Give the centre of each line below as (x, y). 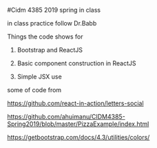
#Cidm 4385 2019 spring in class (54, 10)
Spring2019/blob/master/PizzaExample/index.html (78, 124)
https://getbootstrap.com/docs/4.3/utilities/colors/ (78, 137)
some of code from (34, 90)
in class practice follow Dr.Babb (52, 23)
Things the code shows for (45, 36)
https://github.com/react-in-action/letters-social (75, 103)
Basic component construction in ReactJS (76, 63)
